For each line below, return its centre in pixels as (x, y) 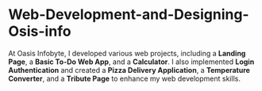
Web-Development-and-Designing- (129, 15)
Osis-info (40, 31)
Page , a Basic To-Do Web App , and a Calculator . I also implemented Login (131, 62)
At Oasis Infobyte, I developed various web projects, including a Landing (127, 53)
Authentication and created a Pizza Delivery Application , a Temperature (129, 70)
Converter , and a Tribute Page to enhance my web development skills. (124, 78)
